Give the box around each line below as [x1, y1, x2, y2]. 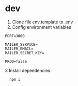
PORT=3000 [5, 34, 25, 38]
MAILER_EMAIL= [5, 46, 34, 51]
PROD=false [5, 59, 27, 64]
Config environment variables [12, 24, 72, 30]
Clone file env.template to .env [12, 19, 73, 25]
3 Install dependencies [5, 68, 50, 73]
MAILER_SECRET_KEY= [5, 51, 45, 55]
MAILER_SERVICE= [5, 42, 38, 47]
